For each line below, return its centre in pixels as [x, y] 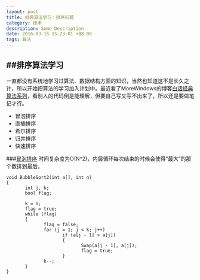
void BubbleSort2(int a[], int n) [49, 177]
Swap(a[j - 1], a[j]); [109, 245]
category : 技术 [24, 23]
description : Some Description [45, 28]
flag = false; [61, 224]
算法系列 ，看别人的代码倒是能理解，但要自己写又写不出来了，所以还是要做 [98, 96]
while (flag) [41, 214]
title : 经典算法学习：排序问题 [40, 17]
